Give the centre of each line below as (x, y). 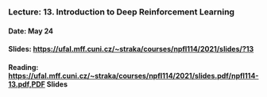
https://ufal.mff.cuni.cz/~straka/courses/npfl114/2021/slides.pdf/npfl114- (133, 76)
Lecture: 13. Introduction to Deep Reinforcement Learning (122, 12)
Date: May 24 (31, 31)
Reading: (23, 67)
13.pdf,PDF (27, 84)
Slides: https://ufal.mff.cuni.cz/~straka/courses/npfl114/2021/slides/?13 (131, 49)
